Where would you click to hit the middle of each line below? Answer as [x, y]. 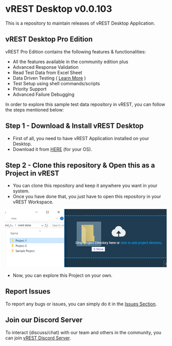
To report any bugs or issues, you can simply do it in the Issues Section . [81, 304]
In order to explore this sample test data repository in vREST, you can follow [85, 104]
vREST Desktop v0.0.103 [59, 9]
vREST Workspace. [33, 202]
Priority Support [30, 89]
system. [21, 191]
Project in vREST [33, 173]
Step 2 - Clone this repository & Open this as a [80, 165]
